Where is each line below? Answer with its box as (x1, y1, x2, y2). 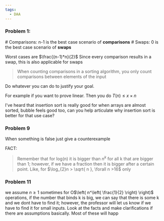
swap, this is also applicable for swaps (5, 59, 83, 65)
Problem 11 (5, 178, 31, 185)
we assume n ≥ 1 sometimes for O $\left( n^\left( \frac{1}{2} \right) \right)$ (5, 190, 154, 196)
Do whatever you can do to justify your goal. (5, 83, 94, 89)
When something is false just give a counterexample (5, 136, 111, 142)
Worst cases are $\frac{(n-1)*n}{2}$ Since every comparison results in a (5, 53, 152, 59)
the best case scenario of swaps (5, 44, 71, 50)
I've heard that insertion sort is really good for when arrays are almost (5, 102, 146, 108)
